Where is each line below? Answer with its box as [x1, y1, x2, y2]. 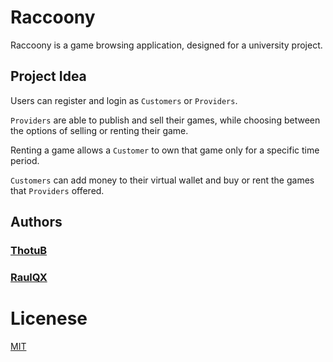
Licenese [10, 307, 88, 330]
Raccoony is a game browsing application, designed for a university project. [10, 39, 323, 51]
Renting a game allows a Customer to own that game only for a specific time [10, 144, 320, 156]
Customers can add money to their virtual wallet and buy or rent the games [10, 174, 315, 186]
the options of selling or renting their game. [10, 124, 189, 136]
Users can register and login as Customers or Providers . [10, 94, 238, 106]
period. [10, 154, 40, 166]
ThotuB [10, 244, 48, 258]
